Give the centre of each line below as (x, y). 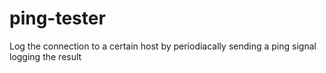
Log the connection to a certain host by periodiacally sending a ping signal (163, 46)
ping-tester (57, 18)
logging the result (45, 56)
